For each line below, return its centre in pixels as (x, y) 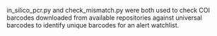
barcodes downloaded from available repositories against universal (104, 18)
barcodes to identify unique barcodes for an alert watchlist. (93, 25)
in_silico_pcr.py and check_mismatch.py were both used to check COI (108, 10)
